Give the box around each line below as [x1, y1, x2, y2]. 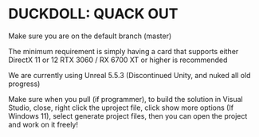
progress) [8, 79, 41, 88]
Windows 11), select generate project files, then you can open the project [8, 111, 248, 120]
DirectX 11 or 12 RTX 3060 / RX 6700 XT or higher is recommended [8, 55, 228, 65]
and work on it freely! [8, 119, 78, 129]
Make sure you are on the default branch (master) [8, 31, 172, 41]
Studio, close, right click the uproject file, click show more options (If [8, 103, 233, 112]
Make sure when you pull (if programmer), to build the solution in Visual [8, 94, 243, 104]
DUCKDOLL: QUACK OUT [8, 5, 179, 23]
